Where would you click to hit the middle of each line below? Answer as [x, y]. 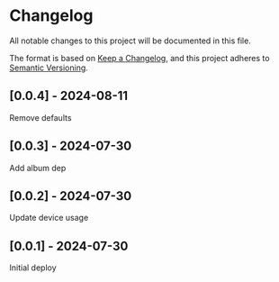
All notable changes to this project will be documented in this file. [130, 41]
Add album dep [38, 168]
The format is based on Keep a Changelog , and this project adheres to [139, 58]
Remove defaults [40, 117]
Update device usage [49, 218]
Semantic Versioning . [49, 68]
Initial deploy [33, 268]
